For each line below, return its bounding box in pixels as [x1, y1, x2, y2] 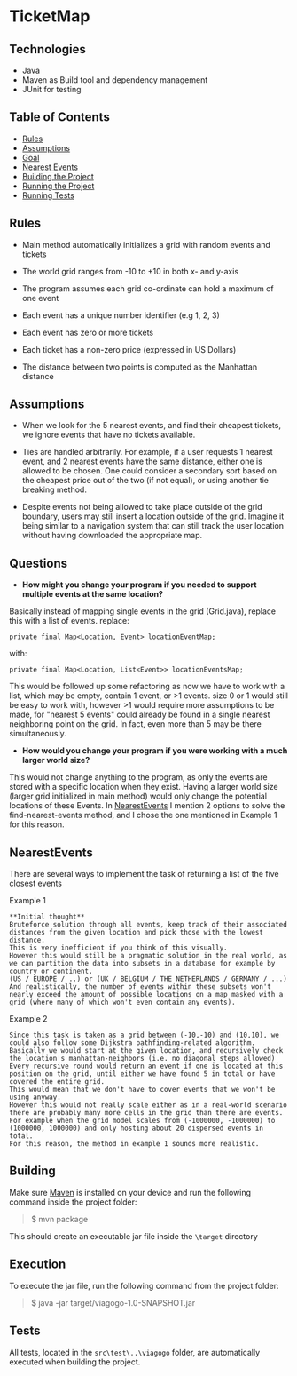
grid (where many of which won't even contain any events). [9, 998, 237, 1007]
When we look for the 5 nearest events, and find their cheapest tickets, [21, 420, 282, 431]
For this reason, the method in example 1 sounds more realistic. [9, 1140, 260, 1149]
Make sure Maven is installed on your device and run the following [9, 1187, 251, 1197]
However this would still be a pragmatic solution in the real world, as [9, 951, 288, 960]
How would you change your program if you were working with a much [21, 745, 288, 756]
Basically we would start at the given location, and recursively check [9, 1046, 284, 1055]
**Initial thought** [9, 912, 86, 921]
